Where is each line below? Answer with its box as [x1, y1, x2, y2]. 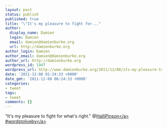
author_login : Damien [5, 49, 50, 54]
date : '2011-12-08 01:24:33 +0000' [5, 72, 79, 77]
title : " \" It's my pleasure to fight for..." [5, 21, 101, 26]
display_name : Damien [9, 30, 55, 35]
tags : [5, 90, 16, 95]
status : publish [5, 12, 39, 17]
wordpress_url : [5, 67, 37, 72]
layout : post [5, 7, 32, 12]
